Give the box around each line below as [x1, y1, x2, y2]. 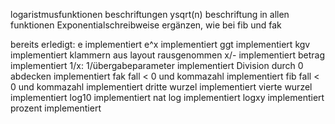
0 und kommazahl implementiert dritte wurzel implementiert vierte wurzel [10, 81, 313, 93]
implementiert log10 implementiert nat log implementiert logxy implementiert [10, 92, 325, 103]
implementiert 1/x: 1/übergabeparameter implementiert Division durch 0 [10, 60, 304, 71]
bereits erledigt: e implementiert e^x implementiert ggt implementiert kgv [10, 39, 311, 50]
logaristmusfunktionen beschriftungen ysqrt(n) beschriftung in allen [10, 9, 290, 20]
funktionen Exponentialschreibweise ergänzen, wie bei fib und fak [10, 19, 282, 31]
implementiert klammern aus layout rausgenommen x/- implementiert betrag [10, 49, 326, 61]
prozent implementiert [10, 102, 102, 114]
